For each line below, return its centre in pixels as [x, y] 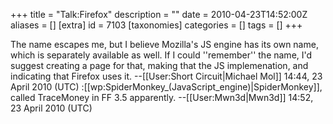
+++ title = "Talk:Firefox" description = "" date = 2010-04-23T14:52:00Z [159, 14]
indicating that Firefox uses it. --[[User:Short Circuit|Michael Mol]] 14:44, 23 [166, 76]
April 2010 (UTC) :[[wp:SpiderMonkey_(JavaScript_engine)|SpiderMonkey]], [166, 87]
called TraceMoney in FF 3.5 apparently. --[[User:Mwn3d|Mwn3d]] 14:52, [162, 97]
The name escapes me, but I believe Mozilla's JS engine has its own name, [164, 44]
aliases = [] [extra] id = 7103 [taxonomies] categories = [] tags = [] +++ [156, 25]
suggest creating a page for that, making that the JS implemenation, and [159, 65]
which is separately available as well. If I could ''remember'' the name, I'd [161, 55]
